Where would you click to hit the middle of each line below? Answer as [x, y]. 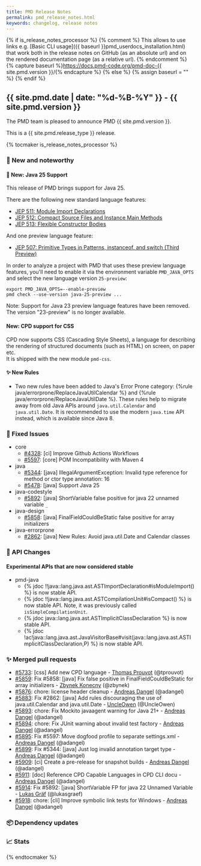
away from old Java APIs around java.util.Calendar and [85, 405]
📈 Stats [18, 842]
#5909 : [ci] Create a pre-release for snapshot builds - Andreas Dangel [102, 762]
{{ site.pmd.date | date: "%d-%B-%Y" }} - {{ [92, 97]
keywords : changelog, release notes [52, 23]
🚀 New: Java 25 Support [37, 175]
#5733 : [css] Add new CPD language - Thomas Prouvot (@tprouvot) [99, 673]
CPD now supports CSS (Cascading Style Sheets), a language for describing [101, 339]
